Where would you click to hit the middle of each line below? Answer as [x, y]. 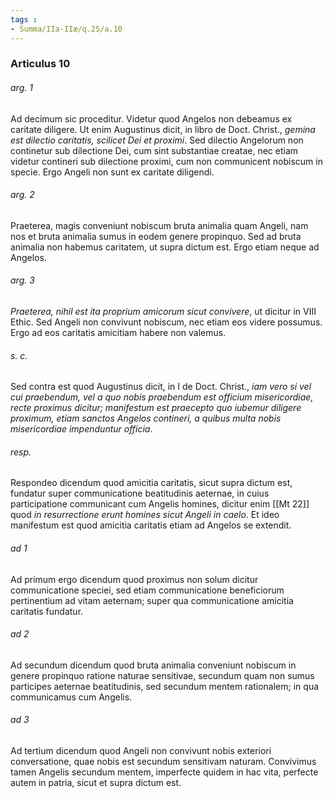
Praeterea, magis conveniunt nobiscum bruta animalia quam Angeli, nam [159, 225]
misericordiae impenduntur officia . [81, 429]
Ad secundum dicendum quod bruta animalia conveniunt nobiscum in [153, 665]
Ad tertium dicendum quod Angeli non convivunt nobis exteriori [141, 751]
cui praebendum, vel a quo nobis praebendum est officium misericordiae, [162, 397]
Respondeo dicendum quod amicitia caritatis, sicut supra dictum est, [151, 483]
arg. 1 [21, 88]
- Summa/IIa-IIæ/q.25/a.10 [66, 29]
